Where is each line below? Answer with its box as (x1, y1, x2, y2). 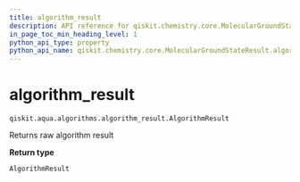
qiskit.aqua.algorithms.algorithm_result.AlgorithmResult (9, 114, 229, 123)
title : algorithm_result (9, 12, 102, 22)
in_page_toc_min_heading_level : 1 (9, 29, 138, 38)
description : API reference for (9, 21, 129, 30)
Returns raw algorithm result (9, 130, 114, 141)
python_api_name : (9, 46, 74, 55)
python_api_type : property (9, 37, 110, 47)
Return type (9, 147, 55, 158)
